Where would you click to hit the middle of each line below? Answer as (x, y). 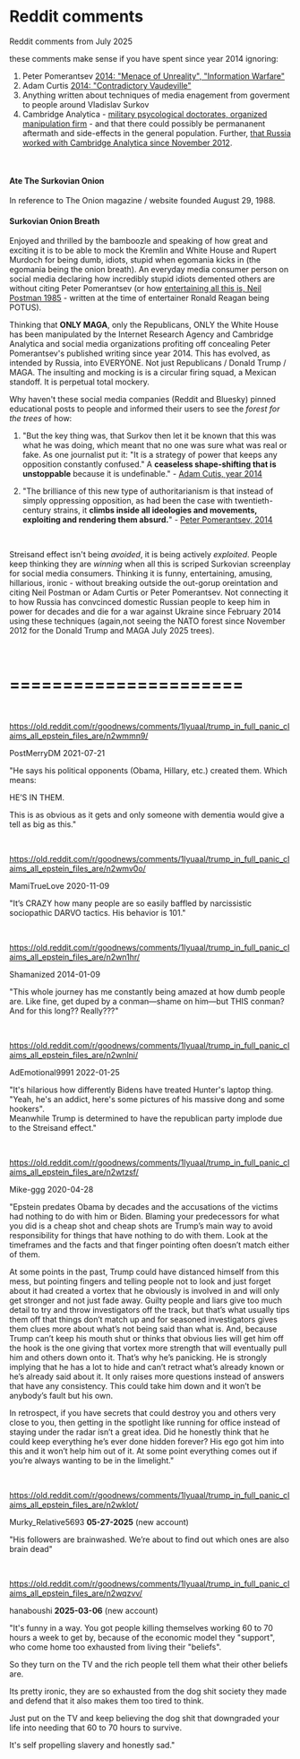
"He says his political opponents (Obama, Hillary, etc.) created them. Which (149, 771)
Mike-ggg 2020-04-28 (51, 1190)
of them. (25, 1255)
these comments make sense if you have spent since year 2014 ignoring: (144, 58)
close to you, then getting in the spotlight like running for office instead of (145, 1423)
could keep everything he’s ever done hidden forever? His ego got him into (147, 1442)
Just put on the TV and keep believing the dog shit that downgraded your (145, 1719)
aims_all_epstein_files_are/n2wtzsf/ (74, 1172)
